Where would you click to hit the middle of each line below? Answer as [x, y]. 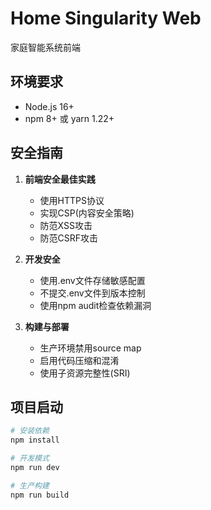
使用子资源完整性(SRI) [85, 373]
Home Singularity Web [106, 18]
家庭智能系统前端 [45, 47]
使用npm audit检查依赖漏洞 [95, 305]
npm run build [40, 495]
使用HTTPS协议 [72, 200]
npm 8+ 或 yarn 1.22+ [69, 118]
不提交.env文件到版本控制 [92, 293]
